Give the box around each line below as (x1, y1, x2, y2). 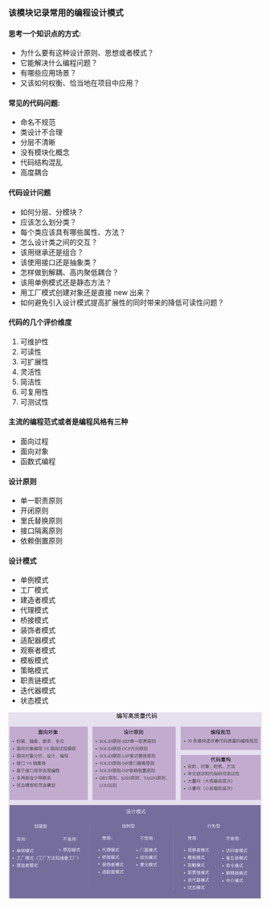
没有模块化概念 (19, 147, 70, 158)
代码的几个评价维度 (8, 318, 72, 327)
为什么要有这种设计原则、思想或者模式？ (19, 48, 154, 58)
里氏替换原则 (19, 516, 63, 526)
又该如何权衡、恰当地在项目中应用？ (19, 78, 141, 88)
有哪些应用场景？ (19, 68, 77, 78)
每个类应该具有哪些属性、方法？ (19, 227, 126, 236)
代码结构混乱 (19, 158, 63, 167)
